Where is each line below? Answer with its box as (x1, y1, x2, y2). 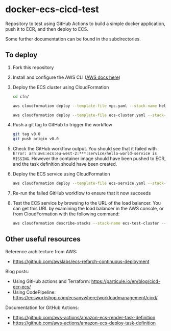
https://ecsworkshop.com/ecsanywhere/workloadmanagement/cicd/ (12, 294, 158, 300)
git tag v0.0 (12, 131, 41, 137)
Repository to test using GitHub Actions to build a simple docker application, (5, 20, 166, 27)
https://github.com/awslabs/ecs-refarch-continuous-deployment (12, 258, 150, 264)
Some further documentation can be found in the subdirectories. (5, 36, 141, 42)
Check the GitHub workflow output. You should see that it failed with (12, 146, 157, 152)
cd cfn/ (12, 94, 29, 99)
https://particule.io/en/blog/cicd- (91, 278, 161, 284)
